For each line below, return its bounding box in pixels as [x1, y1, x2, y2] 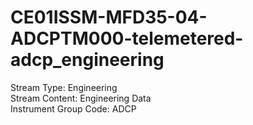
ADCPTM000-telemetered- [10, 27, 244, 50]
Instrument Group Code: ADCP [10, 102, 137, 115]
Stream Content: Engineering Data [10, 92, 152, 104]
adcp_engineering [10, 49, 165, 71]
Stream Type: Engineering [10, 81, 118, 93]
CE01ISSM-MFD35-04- [10, 6, 208, 29]
